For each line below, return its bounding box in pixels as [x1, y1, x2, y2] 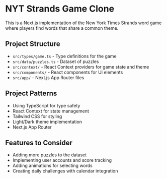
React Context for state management [12, 108, 89, 114]
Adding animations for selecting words [12, 162, 93, 169]
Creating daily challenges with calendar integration [12, 168, 118, 174]
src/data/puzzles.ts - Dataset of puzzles [12, 58, 99, 65]
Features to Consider [5, 138, 73, 147]
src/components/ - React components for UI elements [12, 69, 123, 75]
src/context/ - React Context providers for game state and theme [12, 64, 149, 70]
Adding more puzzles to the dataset [12, 152, 87, 158]
